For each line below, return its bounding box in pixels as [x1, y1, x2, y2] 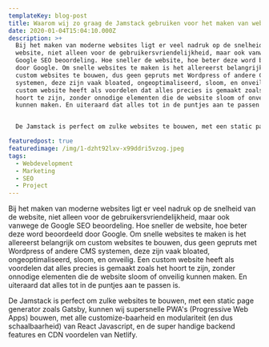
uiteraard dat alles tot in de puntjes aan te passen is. [8, 280, 181, 290]
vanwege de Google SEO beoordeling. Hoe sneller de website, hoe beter [8, 221, 248, 231]
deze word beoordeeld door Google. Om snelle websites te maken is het [8, 229, 247, 239]
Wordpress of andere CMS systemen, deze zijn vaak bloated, [8, 246, 211, 256]
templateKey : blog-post [8, 11, 88, 20]
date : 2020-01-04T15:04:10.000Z [8, 26, 116, 34]
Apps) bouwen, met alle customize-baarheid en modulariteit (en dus [8, 313, 234, 323]
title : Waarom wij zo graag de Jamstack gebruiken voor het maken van [8, 19, 249, 27]
